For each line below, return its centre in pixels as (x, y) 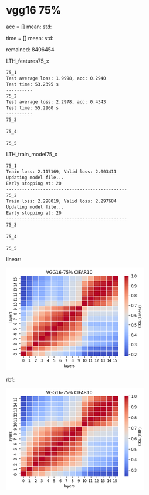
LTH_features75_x (28, 61)
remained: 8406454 (30, 49)
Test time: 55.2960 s (33, 108)
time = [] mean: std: (30, 38)
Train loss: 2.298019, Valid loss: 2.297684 (61, 201)
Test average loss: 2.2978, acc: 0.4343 (56, 102)
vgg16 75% (34, 10)
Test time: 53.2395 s (33, 84)
